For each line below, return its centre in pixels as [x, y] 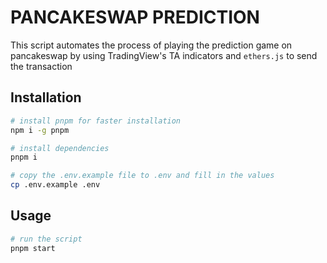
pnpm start [33, 248]
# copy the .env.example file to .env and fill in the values [142, 176]
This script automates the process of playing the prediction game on [151, 45]
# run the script [46, 239]
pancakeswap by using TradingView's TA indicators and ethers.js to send [164, 55]
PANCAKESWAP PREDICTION [135, 17]
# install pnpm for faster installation [96, 121]
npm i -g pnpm [40, 130]
